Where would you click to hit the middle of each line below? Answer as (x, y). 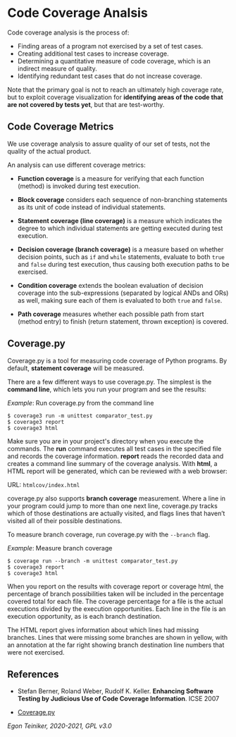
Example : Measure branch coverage (60, 548)
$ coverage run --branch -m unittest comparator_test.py (93, 561)
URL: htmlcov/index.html (44, 484)
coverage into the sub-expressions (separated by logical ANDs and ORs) (123, 293)
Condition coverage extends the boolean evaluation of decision (110, 285)
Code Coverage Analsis (77, 13)
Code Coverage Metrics (61, 127)
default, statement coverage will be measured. (76, 368)
